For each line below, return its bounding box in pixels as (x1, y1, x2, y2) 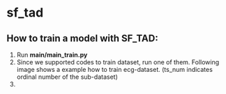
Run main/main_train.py (16, 50, 88, 59)
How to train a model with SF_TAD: (6, 32, 158, 44)
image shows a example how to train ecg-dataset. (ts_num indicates (16, 66, 213, 73)
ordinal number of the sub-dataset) (16, 73, 118, 81)
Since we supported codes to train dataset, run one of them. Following (16, 58, 220, 66)
